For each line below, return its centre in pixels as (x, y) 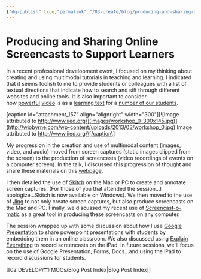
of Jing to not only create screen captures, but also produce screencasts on (100, 201)
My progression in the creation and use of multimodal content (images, (94, 145)
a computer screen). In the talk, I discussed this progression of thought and (99, 164)
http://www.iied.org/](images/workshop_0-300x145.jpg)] (108, 121)
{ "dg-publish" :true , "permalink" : (48, 12)
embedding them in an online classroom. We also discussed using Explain (97, 238)
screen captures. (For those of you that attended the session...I (84, 188)
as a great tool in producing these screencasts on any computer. (101, 214)
